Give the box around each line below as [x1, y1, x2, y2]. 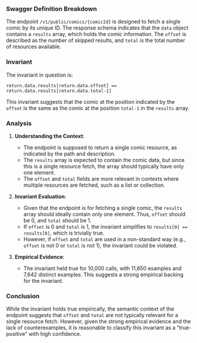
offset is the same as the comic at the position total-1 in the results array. [6, 104, 190, 111]
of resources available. [6, 43, 62, 50]
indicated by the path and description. [23, 150, 116, 157]
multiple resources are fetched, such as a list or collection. [23, 182, 166, 189]
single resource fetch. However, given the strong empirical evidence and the [6, 318, 191, 325]
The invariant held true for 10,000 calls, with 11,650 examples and [23, 265, 182, 272]
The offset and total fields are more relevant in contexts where [23, 175, 179, 182]
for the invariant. [23, 277, 64, 284]
